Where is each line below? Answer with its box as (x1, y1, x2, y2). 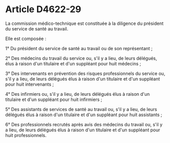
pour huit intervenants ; (5, 81, 54, 87)
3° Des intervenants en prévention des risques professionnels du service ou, (5, 70, 165, 77)
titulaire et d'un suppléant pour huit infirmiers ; (5, 96, 103, 102)
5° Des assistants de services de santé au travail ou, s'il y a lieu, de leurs (5, 106, 157, 112)
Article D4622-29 (5, 4, 81, 15)
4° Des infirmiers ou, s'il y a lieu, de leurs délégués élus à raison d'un (5, 91, 150, 97)
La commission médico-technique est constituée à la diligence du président (5, 20, 164, 26)
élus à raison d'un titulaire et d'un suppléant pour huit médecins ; (5, 60, 141, 66)
